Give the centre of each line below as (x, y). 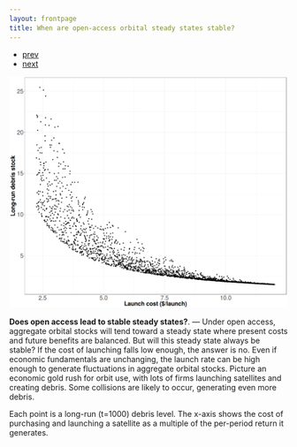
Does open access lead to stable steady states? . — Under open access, (142, 322)
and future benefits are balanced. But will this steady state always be (135, 341)
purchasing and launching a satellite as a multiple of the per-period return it (147, 423)
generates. (29, 433)
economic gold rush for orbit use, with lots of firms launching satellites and (145, 378)
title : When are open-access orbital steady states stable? (122, 28)
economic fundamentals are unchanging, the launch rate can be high (135, 360)
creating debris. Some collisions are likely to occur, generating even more (143, 388)
